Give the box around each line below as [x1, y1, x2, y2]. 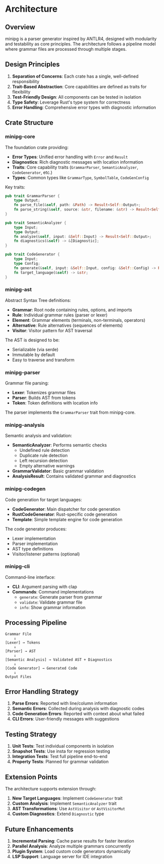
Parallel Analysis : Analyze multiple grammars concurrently [12, 843, 131, 849]
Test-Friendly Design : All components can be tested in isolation [12, 94, 142, 100]
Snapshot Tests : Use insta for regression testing [12, 748, 110, 754]
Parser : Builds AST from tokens [12, 395, 76, 400]
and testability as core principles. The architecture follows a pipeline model [5, 41, 156, 47]
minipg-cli [5, 563, 30, 570]
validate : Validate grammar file [19, 599, 82, 605]
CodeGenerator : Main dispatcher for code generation [12, 506, 121, 512]
